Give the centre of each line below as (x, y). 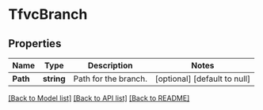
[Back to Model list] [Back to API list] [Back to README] (99, 98)
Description (110, 66)
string (54, 79)
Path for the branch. (111, 79)
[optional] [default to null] (203, 79)
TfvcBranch (48, 15)
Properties (35, 44)
